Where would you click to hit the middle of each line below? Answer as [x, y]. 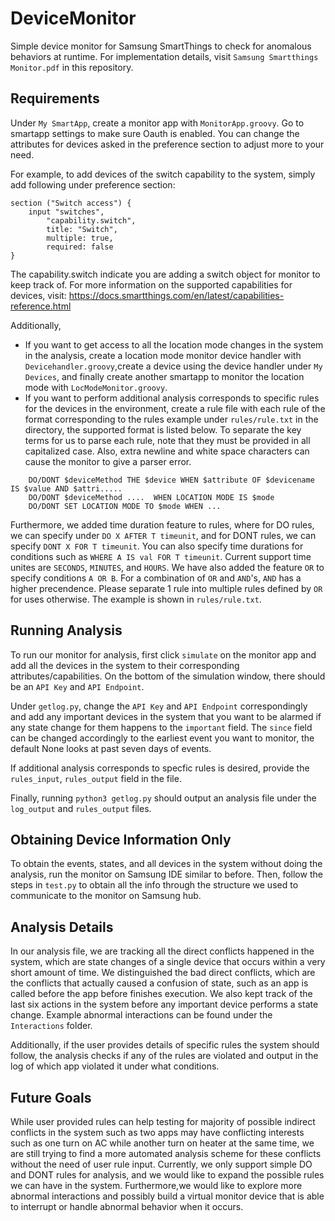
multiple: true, [80, 238]
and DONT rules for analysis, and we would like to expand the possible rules [167, 1175]
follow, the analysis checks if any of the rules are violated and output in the [164, 1056]
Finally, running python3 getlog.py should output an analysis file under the [163, 798]
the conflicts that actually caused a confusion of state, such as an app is [159, 983]
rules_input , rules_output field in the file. [96, 778]
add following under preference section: [93, 184]
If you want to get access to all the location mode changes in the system [174, 344]
